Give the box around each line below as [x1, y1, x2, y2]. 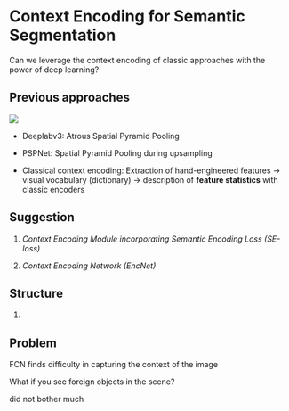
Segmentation [9, 25, 116, 45]
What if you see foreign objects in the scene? [9, 376, 175, 387]
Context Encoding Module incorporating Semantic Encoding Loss [21, 234, 262, 244]
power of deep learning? [9, 64, 100, 75]
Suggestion [9, 210, 75, 225]
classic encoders [21, 184, 85, 194]
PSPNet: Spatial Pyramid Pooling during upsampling [21, 147, 213, 158]
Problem [9, 335, 58, 350]
